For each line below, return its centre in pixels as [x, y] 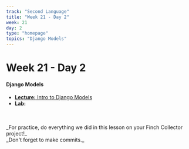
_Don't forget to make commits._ [45, 140]
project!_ [17, 134]
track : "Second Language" [38, 11]
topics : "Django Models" [36, 39]
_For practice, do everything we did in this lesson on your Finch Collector [95, 127]
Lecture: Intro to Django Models [53, 97]
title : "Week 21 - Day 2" [38, 17]
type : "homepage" [27, 33]
